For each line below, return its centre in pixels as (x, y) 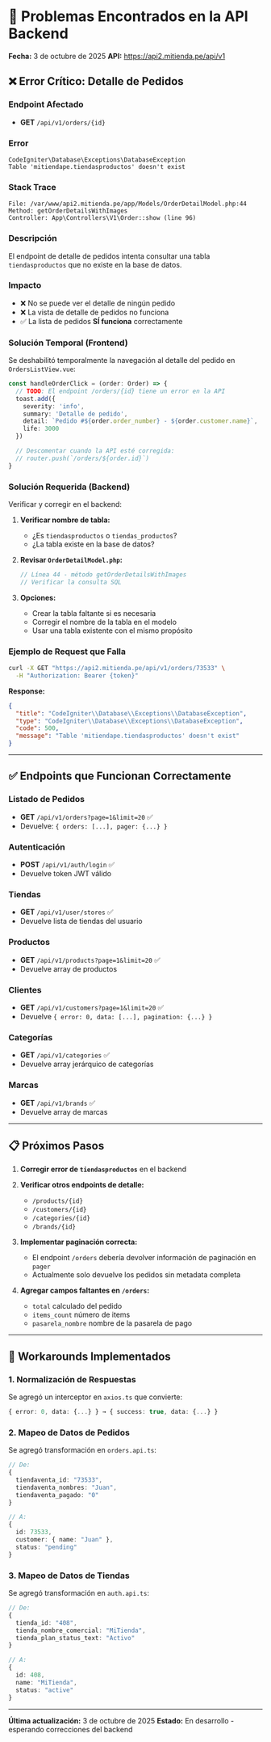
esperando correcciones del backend (71, 1729)
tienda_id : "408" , (47, 1623)
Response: (27, 691)
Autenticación (37, 846)
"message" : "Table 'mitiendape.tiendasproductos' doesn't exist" (128, 736)
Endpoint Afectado (46, 104)
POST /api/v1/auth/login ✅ (67, 865)
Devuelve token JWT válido (65, 874)
